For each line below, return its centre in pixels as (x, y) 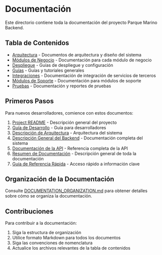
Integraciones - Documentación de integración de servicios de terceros (84, 75)
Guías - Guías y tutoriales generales (48, 70)
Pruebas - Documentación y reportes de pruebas (61, 86)
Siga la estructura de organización (47, 233)
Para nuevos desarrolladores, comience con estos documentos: (69, 113)
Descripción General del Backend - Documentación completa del (77, 138)
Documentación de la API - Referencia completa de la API (70, 148)
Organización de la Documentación (60, 179)
